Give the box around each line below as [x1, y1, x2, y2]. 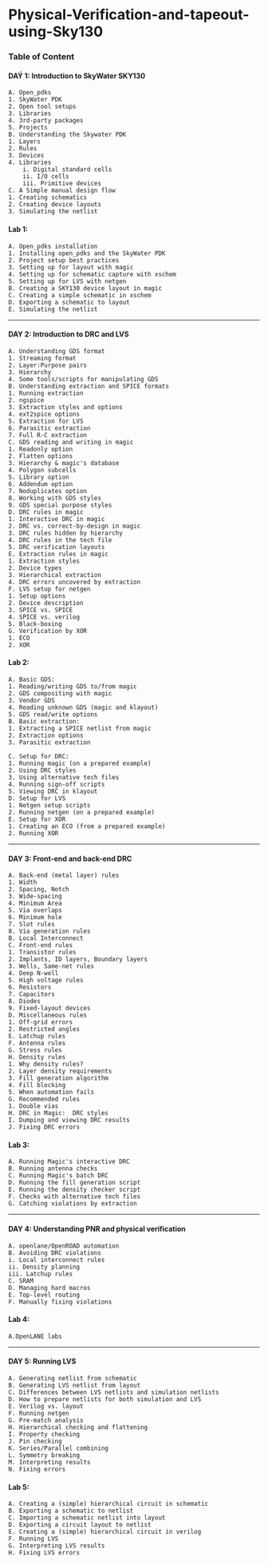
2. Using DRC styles [8, 766, 77, 775]
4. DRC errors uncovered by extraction [8, 578, 141, 586]
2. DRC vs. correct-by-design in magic [8, 522, 141, 530]
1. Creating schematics [8, 193, 88, 201]
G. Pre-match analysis [8, 1416, 84, 1424]
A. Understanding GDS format [8, 347, 105, 355]
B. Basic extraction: [8, 717, 81, 725]
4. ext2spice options [8, 410, 81, 418]
